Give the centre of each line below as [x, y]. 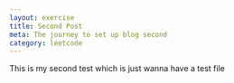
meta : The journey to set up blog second [89, 34]
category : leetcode [46, 43]
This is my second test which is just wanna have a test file [117, 69]
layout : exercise [42, 18]
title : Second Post [46, 26]
